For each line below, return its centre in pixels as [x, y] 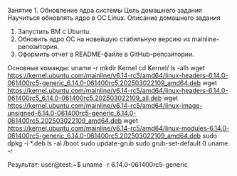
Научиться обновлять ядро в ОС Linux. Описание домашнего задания [114, 18]
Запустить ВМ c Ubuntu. [54, 32]
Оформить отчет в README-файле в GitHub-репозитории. [106, 54]
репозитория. [38, 46]
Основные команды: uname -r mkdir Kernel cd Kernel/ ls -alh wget [106, 68]
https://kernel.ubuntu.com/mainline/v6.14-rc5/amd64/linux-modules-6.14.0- [118, 128]
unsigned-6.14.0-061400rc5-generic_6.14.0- [72, 113]
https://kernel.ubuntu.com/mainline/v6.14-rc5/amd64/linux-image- [105, 105]
